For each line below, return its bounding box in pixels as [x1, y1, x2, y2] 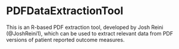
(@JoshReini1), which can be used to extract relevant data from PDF [6, 30, 174, 37]
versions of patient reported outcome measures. [6, 36, 125, 43]
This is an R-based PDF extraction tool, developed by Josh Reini [6, 24, 164, 31]
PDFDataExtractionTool [6, 4, 124, 18]
